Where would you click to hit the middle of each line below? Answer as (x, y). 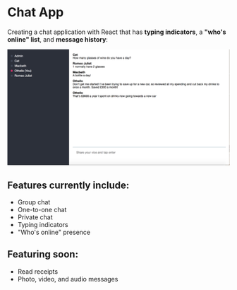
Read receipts (38, 271)
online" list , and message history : (57, 39)
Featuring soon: (43, 254)
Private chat (35, 217)
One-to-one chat (42, 210)
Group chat (34, 202)
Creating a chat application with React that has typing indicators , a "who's (117, 32)
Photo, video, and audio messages (68, 279)
